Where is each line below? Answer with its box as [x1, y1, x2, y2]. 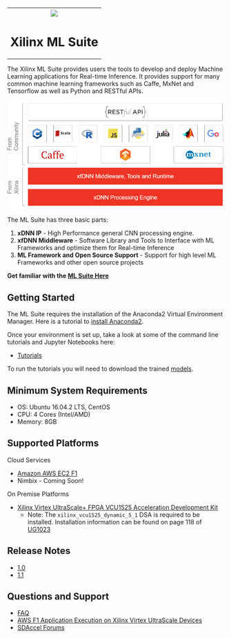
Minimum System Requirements [7, 384, 148, 396]
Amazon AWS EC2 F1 [17, 469, 78, 477]
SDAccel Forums [17, 624, 65, 632]
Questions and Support [7, 590, 110, 603]
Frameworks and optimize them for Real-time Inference [17, 244, 174, 252]
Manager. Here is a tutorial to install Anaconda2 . [7, 318, 144, 326]
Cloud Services [7, 455, 51, 464]
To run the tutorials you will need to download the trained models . [7, 364, 194, 373]
